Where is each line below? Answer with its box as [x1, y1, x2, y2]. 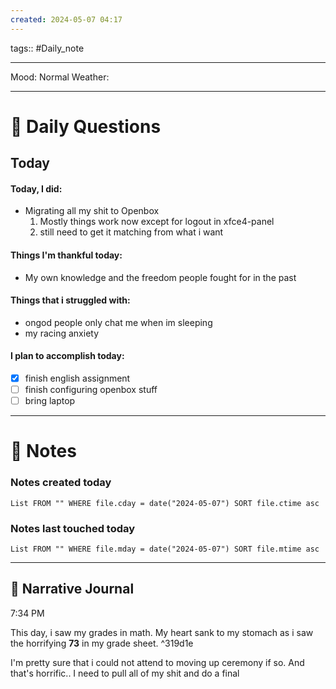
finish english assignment [24, 372, 131, 385]
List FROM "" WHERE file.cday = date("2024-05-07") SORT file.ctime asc [10, 498, 320, 508]
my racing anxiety [24, 327, 100, 339]
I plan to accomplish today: [10, 350, 125, 362]
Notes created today [10, 476, 112, 490]
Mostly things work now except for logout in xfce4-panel [39, 216, 275, 228]
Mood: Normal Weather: [10, 71, 110, 83]
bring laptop [24, 395, 76, 407]
